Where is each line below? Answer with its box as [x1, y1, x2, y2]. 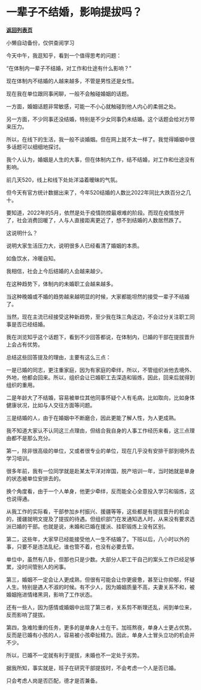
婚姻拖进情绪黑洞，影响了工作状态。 [6, 591, 96, 598]
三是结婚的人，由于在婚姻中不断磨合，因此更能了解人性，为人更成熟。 [6, 414, 179, 421]
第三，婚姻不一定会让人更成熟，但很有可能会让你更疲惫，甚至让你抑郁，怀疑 [6, 576, 195, 583]
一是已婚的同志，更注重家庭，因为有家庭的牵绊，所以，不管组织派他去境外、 [6, 366, 195, 373]
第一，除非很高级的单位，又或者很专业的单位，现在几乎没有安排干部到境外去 [6, 447, 195, 454]
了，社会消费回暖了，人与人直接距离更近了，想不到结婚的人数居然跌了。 [6, 216, 184, 223]
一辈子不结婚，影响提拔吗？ [6, 5, 143, 19]
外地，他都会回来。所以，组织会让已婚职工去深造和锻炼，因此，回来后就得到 [6, 374, 195, 381]
